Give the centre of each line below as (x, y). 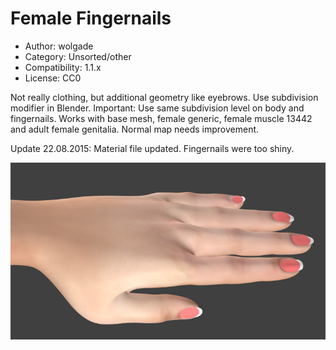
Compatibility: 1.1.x (63, 67)
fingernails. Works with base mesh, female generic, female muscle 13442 (161, 118)
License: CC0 (53, 78)
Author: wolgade (59, 46)
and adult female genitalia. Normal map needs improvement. (135, 129)
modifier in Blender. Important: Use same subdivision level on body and (157, 108)
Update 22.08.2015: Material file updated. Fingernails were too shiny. (152, 148)
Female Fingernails (91, 18)
